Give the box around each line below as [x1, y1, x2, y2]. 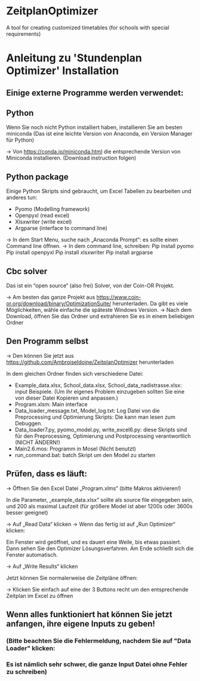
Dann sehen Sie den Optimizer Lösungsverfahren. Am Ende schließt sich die [6, 545, 194, 552]
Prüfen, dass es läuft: [6, 469, 88, 479]
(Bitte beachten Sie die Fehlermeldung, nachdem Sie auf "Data [6, 636, 192, 645]
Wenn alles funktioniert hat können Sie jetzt [6, 609, 173, 619]
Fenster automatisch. [6, 551, 59, 558]
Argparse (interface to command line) [14, 225, 107, 232]
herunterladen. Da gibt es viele [112, 300, 188, 307]
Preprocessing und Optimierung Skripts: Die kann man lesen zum [14, 413, 176, 421]
